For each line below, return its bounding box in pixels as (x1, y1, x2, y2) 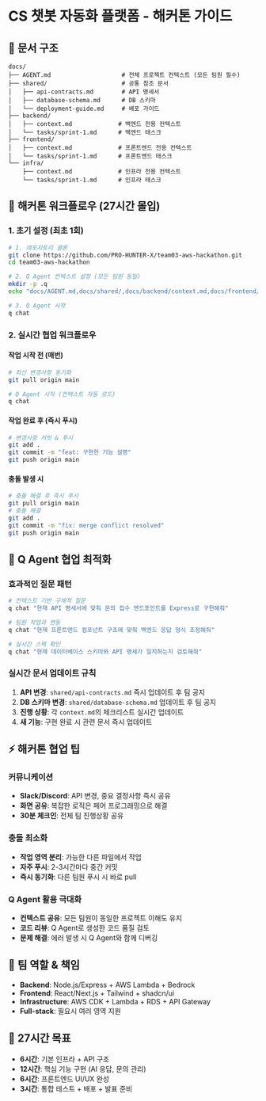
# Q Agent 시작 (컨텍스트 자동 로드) (8, 390, 116, 398)
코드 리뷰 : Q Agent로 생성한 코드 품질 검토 (19, 923, 150, 932)
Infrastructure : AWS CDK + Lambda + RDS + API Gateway (19, 996, 211, 1006)
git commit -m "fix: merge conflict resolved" (8, 521, 165, 529)
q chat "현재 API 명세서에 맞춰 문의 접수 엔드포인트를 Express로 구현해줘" (8, 604, 229, 612)
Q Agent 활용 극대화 (8, 893, 82, 905)
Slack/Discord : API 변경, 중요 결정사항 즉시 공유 (19, 791, 172, 801)
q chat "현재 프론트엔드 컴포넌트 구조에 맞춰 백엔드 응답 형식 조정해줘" (8, 626, 215, 634)
